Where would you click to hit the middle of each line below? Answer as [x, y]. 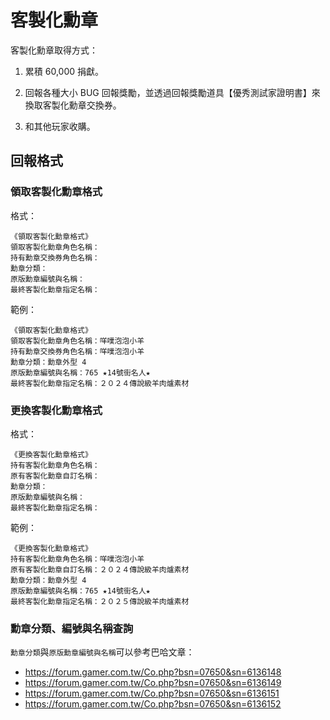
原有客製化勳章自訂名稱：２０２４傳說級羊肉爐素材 [100, 569]
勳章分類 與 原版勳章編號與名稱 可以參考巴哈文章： [102, 652]
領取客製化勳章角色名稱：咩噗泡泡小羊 [77, 341]
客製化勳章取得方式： [54, 50]
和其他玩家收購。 [60, 126]
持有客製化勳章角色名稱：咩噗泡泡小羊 [77, 559]
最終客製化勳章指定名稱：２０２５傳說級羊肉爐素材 [100, 601]
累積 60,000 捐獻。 [64, 71]
